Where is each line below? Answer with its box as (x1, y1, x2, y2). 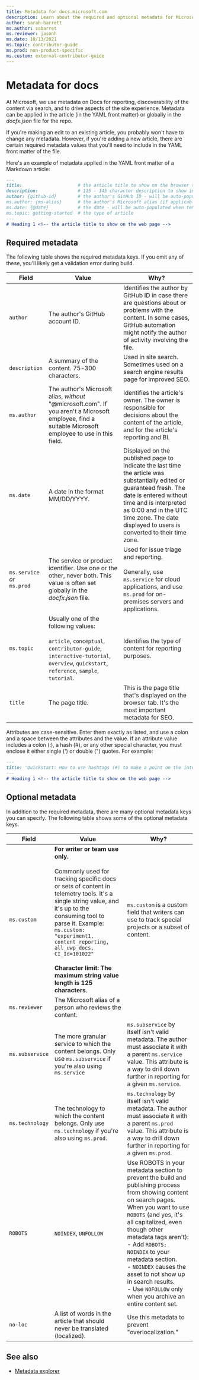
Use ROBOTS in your (127, 1158, 185, 1167)
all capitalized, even (127, 1218, 182, 1226)
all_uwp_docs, (54, 944, 94, 951)
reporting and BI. (123, 433, 170, 442)
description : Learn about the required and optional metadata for (6, 14, 174, 20)
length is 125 (54, 979, 93, 987)
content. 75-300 (48, 364, 97, 372)
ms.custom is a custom (127, 900, 188, 909)
